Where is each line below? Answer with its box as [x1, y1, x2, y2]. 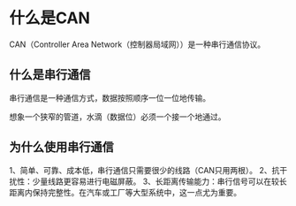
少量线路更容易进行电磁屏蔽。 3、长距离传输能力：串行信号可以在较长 [32, 176, 287, 187]
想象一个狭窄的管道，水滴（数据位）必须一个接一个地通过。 [9, 111, 226, 122]
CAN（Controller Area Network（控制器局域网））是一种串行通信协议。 [9, 39, 266, 50]
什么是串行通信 [9, 67, 91, 82]
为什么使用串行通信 [9, 140, 114, 155]
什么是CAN [9, 8, 91, 28]
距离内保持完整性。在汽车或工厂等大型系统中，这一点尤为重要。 [9, 187, 241, 197]
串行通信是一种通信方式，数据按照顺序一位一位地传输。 [9, 92, 210, 103]
